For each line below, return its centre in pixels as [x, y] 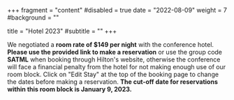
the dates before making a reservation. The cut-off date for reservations [112, 82]
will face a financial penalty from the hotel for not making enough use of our [117, 67]
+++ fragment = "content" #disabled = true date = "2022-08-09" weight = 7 [117, 10]
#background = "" [33, 17]
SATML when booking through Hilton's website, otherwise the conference [114, 59]
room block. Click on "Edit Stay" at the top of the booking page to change [113, 74]
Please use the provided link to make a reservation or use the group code [115, 52]
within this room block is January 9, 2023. [70, 89]
